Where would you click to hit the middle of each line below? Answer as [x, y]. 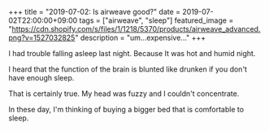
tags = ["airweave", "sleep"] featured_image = [156, 20]
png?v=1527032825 [42, 37]
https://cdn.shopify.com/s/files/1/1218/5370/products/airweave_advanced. [136, 29]
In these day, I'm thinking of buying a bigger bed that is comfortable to [126, 109]
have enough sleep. [41, 78]
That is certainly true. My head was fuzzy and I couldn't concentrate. [124, 94]
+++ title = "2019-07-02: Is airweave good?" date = [95, 12]
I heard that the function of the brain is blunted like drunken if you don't [128, 69]
